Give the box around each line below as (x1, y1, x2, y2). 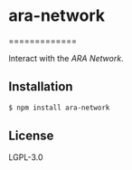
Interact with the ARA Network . (8, 52, 124, 63)
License (8, 128, 54, 144)
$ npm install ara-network (8, 103, 110, 112)
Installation (8, 79, 73, 95)
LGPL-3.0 (8, 152, 43, 163)
